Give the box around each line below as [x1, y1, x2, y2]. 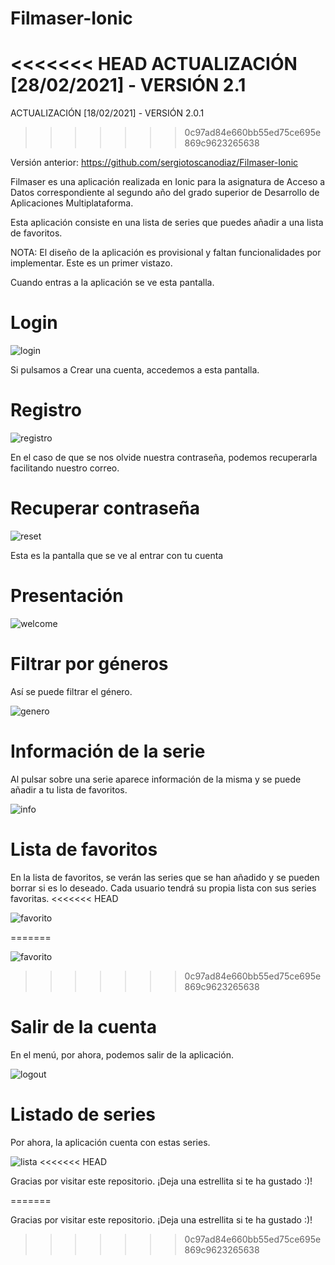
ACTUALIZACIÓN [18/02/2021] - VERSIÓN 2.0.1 [10, 107, 205, 119]
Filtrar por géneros [10, 653, 169, 676]
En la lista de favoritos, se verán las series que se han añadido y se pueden [10, 871, 320, 883]
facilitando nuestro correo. [10, 462, 120, 474]
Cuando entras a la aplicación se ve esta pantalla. [10, 277, 215, 289]
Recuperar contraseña [10, 497, 200, 520]
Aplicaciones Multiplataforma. [10, 197, 134, 209]
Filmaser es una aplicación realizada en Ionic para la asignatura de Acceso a [10, 176, 326, 188]
